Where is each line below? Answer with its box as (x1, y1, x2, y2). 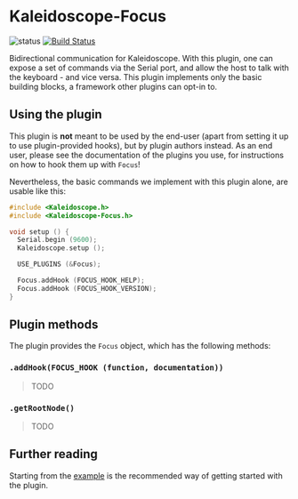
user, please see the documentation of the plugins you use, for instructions (9, 149, 285, 160)
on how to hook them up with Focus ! (9, 158, 141, 170)
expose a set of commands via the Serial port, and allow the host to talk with (9, 62, 289, 73)
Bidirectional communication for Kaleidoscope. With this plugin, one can (9, 52, 274, 63)
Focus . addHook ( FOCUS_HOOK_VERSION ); (17, 284, 157, 293)
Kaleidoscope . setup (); (17, 244, 105, 253)
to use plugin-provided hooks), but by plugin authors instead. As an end (9, 140, 273, 150)
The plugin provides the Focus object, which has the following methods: (9, 341, 271, 351)
